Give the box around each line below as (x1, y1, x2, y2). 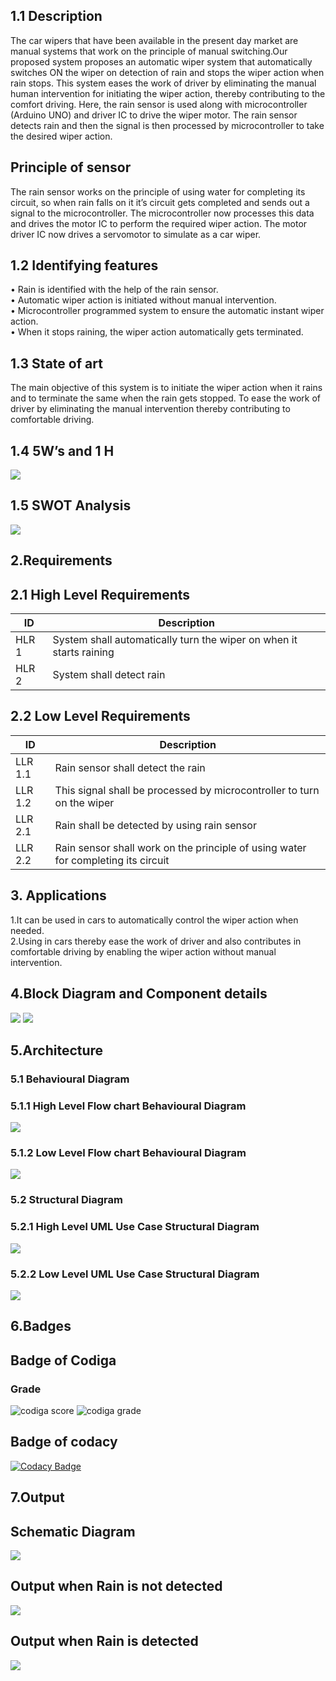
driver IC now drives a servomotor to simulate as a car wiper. (10, 228, 262, 240)
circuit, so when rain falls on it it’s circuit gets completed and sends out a (10, 196, 310, 208)
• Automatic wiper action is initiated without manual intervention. (10, 294, 277, 306)
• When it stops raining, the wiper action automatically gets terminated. (10, 326, 304, 338)
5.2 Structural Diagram (10, 1193, 123, 1207)
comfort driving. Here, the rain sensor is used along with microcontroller (10, 98, 308, 110)
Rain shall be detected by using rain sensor (54, 818, 257, 832)
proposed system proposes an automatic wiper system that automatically (10, 55, 313, 68)
